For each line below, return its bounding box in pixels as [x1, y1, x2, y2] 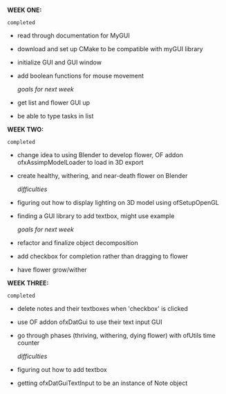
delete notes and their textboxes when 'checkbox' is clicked [17, 305, 188, 312]
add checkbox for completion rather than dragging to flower [17, 252, 189, 260]
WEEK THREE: [7, 279, 49, 287]
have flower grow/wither [17, 266, 88, 274]
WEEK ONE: [7, 6, 42, 14]
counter [17, 339, 40, 347]
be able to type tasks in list [17, 112, 94, 120]
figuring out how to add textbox [17, 366, 107, 373]
